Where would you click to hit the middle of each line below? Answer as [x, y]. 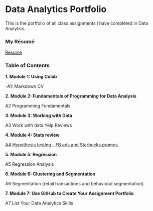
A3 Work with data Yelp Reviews [39, 125]
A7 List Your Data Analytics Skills [39, 203]
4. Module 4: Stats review [32, 135]
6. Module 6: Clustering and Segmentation [50, 174]
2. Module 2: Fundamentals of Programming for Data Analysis [71, 96]
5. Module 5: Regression [31, 154]
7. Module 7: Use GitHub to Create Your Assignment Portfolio [69, 193]
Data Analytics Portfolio [56, 9]
